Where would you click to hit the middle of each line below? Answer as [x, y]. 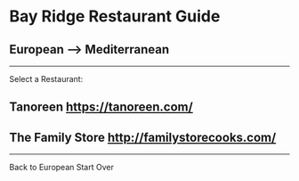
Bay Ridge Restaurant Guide [115, 16]
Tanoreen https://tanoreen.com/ [101, 107]
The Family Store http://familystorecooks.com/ [143, 137]
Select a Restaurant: [46, 79]
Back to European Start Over [61, 168]
